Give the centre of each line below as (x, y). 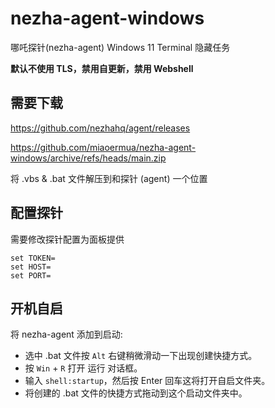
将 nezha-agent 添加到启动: (66, 334)
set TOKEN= (33, 258)
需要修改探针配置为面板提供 (67, 239)
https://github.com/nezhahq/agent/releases (100, 128)
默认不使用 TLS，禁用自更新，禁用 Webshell (102, 68)
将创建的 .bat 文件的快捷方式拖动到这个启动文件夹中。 (136, 393)
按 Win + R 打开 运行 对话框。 (83, 368)
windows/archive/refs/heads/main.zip (88, 158)
